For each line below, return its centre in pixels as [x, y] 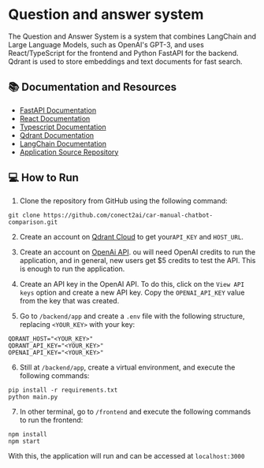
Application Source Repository [69, 152]
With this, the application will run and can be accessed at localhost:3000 [126, 455]
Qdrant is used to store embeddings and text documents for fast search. [125, 61]
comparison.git [33, 222]
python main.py [33, 397]
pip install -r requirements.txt [63, 390]
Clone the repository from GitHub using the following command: [123, 201]
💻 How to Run [43, 178]
